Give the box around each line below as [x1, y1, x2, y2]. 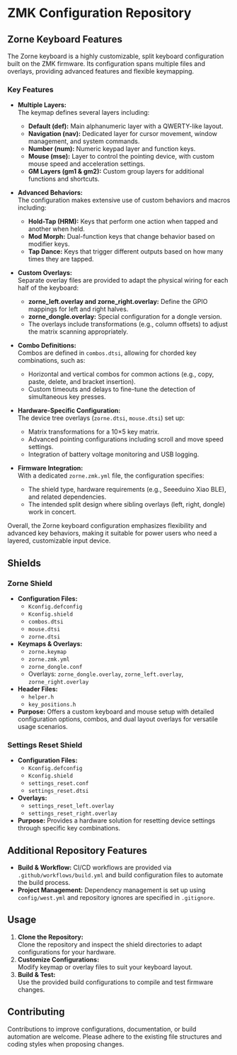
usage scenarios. [17, 722, 69, 730]
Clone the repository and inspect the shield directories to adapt [17, 940, 202, 949]
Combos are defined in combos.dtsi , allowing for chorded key [17, 349, 197, 357]
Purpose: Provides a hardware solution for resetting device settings [17, 816, 216, 825]
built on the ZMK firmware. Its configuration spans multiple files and [7, 60, 205, 68]
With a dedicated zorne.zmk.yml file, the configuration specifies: [17, 471, 204, 480]
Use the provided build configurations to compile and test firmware [17, 978, 214, 986]
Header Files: [17, 684, 58, 693]
